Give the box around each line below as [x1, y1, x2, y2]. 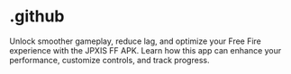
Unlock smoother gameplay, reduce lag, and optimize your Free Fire [9, 36, 261, 46]
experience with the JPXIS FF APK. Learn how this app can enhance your [9, 45, 282, 55]
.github [9, 6, 65, 27]
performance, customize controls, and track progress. [9, 54, 210, 65]
